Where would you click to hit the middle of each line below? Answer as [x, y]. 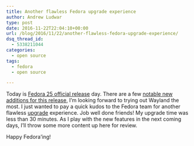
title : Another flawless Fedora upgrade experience [71, 12]
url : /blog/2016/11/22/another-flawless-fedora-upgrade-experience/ [92, 34]
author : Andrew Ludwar [34, 17]
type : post [20, 22]
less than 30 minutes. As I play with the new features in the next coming [94, 119]
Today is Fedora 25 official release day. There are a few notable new [90, 94]
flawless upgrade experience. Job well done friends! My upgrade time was [97, 113]
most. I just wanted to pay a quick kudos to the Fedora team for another [93, 106]
